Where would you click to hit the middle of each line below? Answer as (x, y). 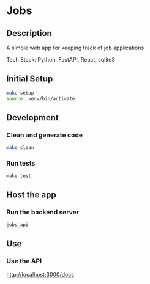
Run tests (21, 164)
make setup (20, 93)
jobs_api (17, 225)
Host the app (31, 195)
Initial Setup (30, 79)
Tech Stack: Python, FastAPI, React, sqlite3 (61, 60)
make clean (20, 148)
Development (33, 118)
